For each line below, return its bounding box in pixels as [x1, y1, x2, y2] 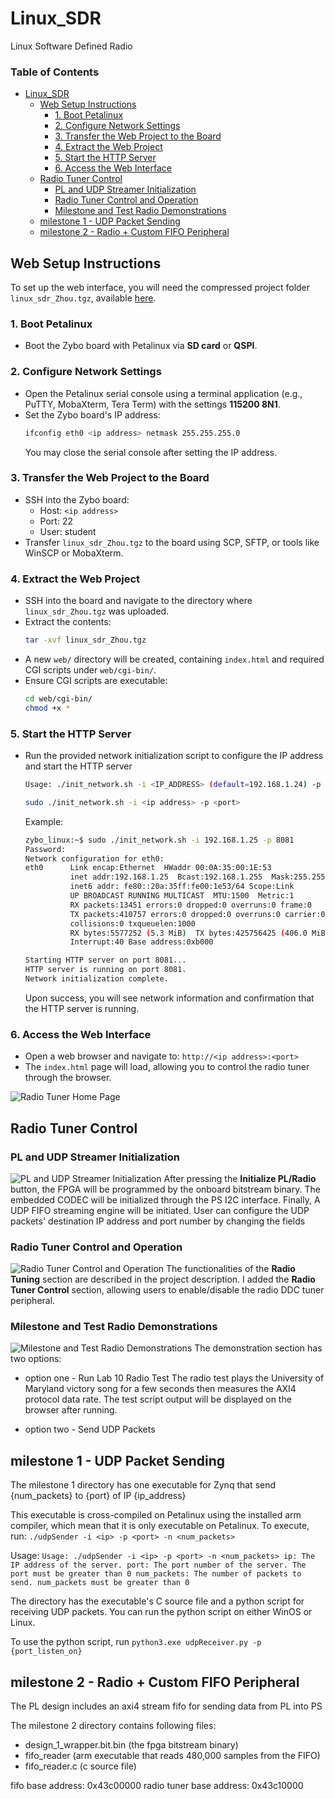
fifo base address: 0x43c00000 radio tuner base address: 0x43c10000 [10, 1780, 304, 1792]
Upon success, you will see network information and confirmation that [24, 992, 315, 1004]
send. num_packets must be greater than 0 [10, 1578, 190, 1588]
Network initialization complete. [24, 974, 169, 984]
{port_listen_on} [10, 1647, 83, 1657]
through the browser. [24, 1072, 112, 1084]
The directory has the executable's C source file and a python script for [10, 1595, 305, 1607]
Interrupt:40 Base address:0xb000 [69, 937, 214, 947]
